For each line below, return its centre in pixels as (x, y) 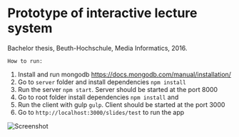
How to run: (25, 61)
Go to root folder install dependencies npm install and (98, 97)
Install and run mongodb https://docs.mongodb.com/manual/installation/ (124, 74)
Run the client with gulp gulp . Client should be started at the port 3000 (121, 104)
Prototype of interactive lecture (102, 13)
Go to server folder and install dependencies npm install (102, 82)
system (30, 28)
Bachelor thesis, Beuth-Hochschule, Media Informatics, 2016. (97, 48)
